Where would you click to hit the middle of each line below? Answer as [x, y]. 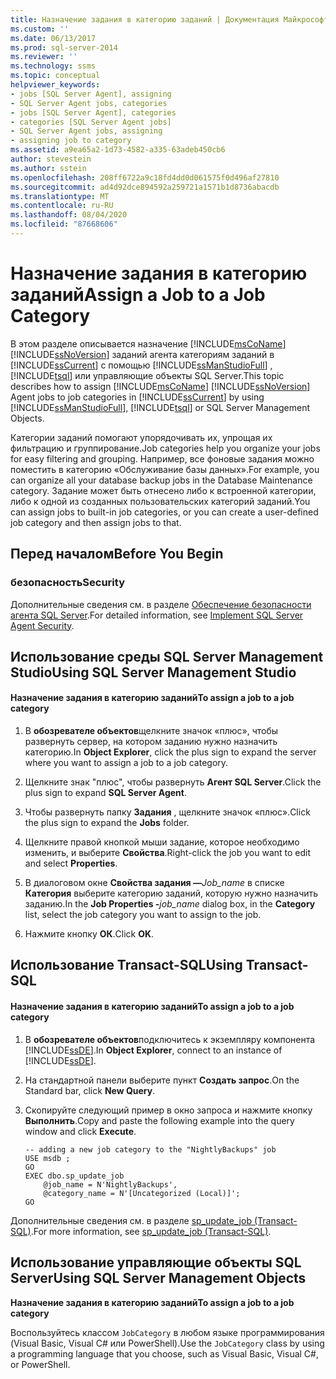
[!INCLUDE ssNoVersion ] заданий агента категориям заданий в [142, 354]
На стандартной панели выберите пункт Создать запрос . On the [162, 1080]
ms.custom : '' [40, 29]
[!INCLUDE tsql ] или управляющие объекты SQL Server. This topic [147, 375]
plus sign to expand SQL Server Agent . [105, 793]
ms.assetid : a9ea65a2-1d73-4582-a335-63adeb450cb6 [118, 150]
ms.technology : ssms [53, 66]
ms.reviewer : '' [44, 57]
